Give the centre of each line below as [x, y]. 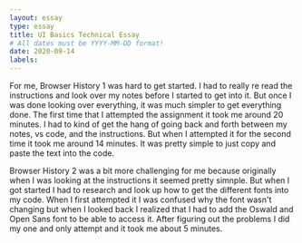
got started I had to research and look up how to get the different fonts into [149, 190]
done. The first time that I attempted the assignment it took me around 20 [146, 115]
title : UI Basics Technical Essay [75, 34]
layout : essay [36, 18]
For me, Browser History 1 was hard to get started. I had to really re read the [151, 86]
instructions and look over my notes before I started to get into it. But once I [151, 95]
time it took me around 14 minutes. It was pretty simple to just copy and [143, 143]
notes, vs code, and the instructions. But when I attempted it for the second [151, 134]
